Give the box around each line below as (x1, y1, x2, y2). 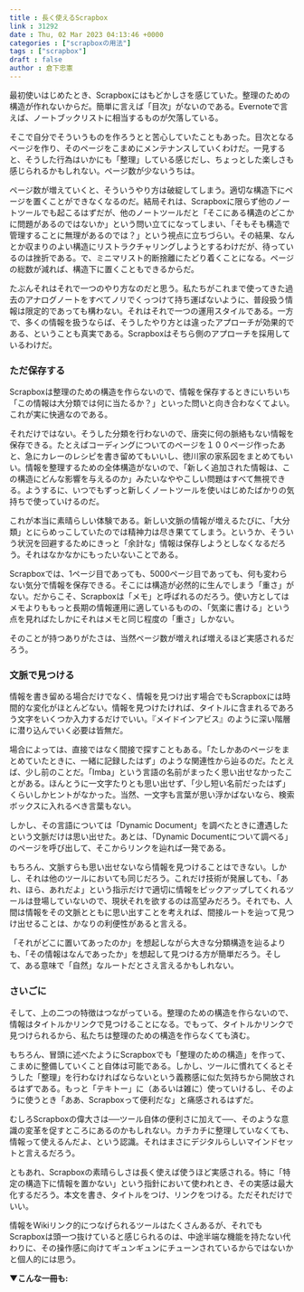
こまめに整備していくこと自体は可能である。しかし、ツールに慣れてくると (9, 1060, 286, 1071)
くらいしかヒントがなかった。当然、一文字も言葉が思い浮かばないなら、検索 (9, 789, 295, 800)
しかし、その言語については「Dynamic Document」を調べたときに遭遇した (9, 820, 290, 831)
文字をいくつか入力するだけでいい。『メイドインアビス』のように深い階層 (16, 713, 291, 724)
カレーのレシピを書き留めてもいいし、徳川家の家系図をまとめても (40, 451, 286, 462)
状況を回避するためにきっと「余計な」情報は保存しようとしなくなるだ (16, 538, 279, 549)
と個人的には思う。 (9, 1253, 81, 1264)
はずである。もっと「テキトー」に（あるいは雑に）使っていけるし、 (16, 1082, 271, 1094)
